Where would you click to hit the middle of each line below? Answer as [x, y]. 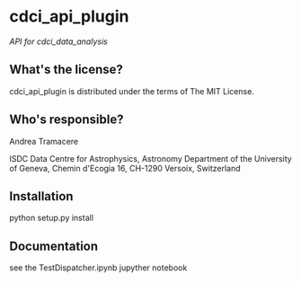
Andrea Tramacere [44, 141]
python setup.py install [52, 218]
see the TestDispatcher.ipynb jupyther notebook [98, 268]
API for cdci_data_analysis [58, 41]
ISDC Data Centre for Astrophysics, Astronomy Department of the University [150, 158]
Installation [41, 196]
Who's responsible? [66, 120]
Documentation [54, 246]
